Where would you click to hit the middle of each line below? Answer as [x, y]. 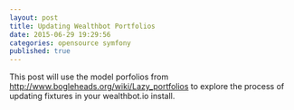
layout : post [34, 18]
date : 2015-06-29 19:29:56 [60, 34]
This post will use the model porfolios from [89, 77]
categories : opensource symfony [70, 43]
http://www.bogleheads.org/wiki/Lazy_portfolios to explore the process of [147, 87]
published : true [40, 51]
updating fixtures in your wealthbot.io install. [92, 96]
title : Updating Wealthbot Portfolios [82, 26]
